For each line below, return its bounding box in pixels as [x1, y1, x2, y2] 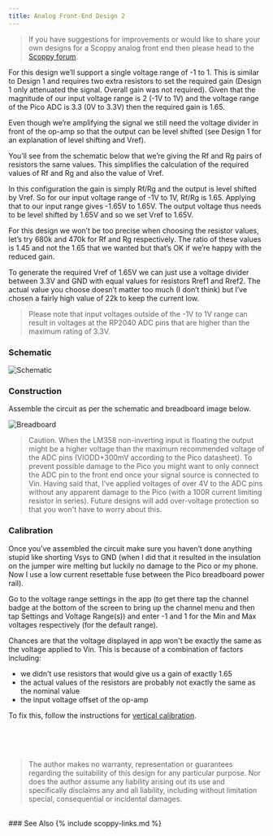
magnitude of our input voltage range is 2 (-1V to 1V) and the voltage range [8, 93, 259, 103]
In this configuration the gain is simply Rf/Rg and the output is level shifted [8, 184, 258, 194]
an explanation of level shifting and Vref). [8, 135, 146, 145]
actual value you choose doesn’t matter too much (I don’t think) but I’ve [8, 284, 248, 294]
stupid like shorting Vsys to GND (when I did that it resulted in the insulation [8, 552, 262, 562]
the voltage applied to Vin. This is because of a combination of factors [8, 644, 244, 654]
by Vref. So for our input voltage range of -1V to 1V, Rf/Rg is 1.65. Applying [8, 192, 256, 202]
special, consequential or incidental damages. [28, 794, 183, 803]
